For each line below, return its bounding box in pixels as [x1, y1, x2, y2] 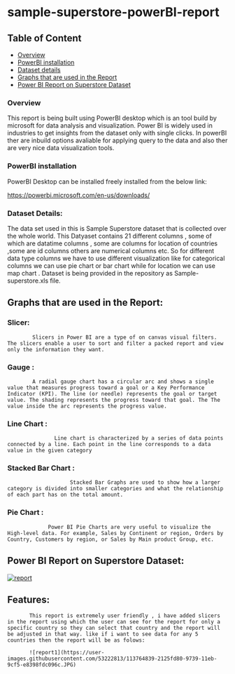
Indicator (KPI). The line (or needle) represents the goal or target [7, 390, 218, 397]
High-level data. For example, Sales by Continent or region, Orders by [7, 530, 224, 537]
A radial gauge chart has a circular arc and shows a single [32, 378, 215, 385]
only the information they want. [7, 346, 105, 353]
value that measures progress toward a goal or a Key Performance [7, 384, 205, 391]
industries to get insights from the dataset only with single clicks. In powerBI [7, 129, 227, 137]
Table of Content [7, 32, 82, 44]
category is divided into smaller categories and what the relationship [7, 485, 224, 492]
